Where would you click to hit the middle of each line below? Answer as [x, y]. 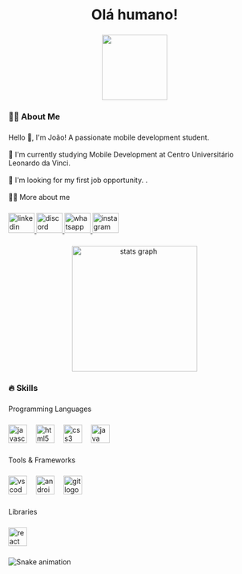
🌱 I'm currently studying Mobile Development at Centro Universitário [121, 154]
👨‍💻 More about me [39, 197]
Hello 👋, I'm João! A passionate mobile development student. [109, 137]
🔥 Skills [23, 388]
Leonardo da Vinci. [39, 163]
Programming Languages [50, 409]
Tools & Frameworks [42, 460]
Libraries [23, 512]
